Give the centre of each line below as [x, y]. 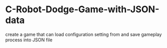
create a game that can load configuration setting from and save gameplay [83, 34]
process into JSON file [29, 40]
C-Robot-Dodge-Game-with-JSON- [82, 9]
